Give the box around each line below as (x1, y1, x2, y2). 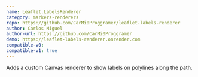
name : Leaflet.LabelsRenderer (6, 8, 82, 15)
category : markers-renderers (6, 14, 79, 20)
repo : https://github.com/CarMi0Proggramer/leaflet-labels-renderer (6, 20, 181, 26)
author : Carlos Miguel (6, 25, 63, 32)
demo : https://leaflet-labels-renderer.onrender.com (6, 36, 141, 42)
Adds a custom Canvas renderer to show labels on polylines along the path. (6, 64, 193, 71)
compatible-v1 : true (6, 48, 58, 54)
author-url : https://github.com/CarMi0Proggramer (6, 31, 133, 37)
